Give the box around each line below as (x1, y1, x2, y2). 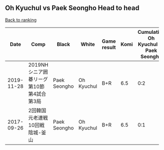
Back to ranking (5, 17, 37, 23)
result (102, 44, 116, 50)
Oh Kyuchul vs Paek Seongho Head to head (5, 4, 140, 12)
